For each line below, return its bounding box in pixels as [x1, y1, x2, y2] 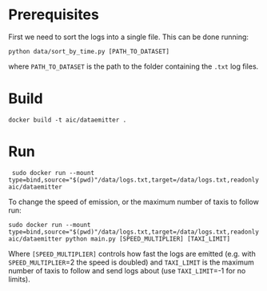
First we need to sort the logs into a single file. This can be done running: [8, 32, 249, 42]
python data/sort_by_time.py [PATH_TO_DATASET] [8, 47, 170, 55]
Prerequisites [8, 6, 100, 24]
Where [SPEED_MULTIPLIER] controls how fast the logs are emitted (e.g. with [8, 249, 256, 258]
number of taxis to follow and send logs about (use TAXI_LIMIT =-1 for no [8, 265, 246, 275]
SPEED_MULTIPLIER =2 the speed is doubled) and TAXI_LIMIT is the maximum [8, 257, 254, 267]
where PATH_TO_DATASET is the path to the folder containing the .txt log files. [8, 62, 259, 71]
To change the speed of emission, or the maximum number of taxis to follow [8, 197, 260, 206]
